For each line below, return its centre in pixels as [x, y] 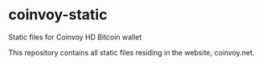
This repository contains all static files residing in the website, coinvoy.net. [131, 52]
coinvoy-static [58, 15]
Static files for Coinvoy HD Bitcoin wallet [75, 37]
